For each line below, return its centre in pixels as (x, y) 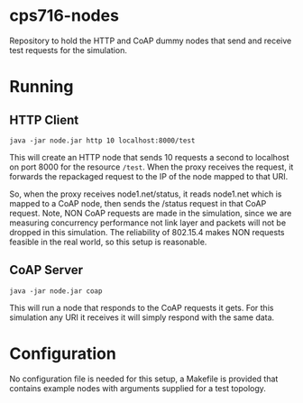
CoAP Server (46, 270)
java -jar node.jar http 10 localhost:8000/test (102, 141)
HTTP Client (44, 119)
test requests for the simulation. (69, 50)
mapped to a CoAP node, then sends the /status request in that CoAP (138, 203)
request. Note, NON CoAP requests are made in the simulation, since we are (151, 213)
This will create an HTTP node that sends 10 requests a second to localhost (150, 157)
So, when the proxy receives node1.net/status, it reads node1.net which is (146, 194)
